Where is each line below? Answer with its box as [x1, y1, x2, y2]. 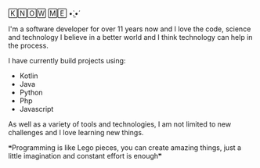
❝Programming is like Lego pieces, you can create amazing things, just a [8, 143, 241, 152]
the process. [8, 41, 49, 50]
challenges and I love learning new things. [8, 128, 144, 137]
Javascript [19, 105, 54, 113]
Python [19, 88, 43, 97]
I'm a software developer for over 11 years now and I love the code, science [8, 24, 251, 34]
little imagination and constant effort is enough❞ [8, 152, 162, 160]
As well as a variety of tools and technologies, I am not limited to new [8, 120, 232, 129]
